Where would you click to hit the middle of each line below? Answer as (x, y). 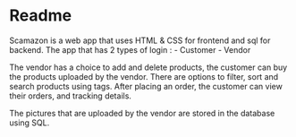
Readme (41, 16)
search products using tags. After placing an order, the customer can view (146, 86)
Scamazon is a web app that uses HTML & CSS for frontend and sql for (140, 40)
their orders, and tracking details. (71, 96)
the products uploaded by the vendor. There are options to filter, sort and (144, 76)
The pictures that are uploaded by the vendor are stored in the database (142, 113)
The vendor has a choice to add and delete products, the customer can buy (148, 67)
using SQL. (30, 123)
